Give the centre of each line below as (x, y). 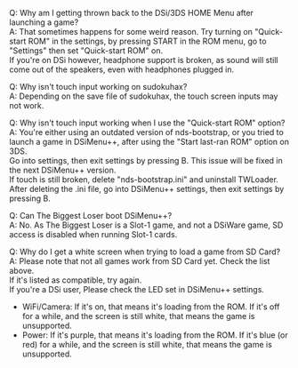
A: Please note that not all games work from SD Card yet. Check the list (140, 261)
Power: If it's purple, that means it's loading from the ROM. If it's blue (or (155, 335)
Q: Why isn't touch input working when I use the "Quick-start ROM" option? (147, 123)
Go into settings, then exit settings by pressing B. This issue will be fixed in (146, 160)
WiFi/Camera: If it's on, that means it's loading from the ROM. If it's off (151, 307)
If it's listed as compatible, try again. (76, 280)
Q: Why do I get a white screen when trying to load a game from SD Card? (145, 252)
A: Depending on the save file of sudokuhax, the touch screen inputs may (144, 96)
